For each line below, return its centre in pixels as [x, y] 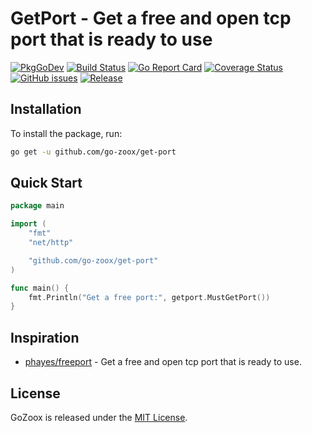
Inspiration [45, 337]
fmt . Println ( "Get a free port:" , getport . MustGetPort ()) [149, 297]
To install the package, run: [66, 133]
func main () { [40, 288]
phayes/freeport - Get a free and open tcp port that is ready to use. [163, 362]
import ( [28, 224]
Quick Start [46, 183]
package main [37, 206]
